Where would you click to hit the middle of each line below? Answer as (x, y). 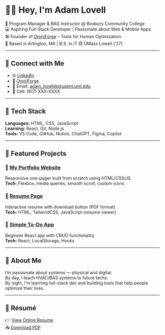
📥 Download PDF (23, 328)
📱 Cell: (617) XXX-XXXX (36, 91)
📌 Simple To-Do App (29, 225)
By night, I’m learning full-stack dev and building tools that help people (77, 283)
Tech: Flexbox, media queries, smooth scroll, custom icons (65, 183)
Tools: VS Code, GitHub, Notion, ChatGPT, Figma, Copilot (63, 133)
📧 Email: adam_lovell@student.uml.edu (51, 86)
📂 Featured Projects (36, 153)
